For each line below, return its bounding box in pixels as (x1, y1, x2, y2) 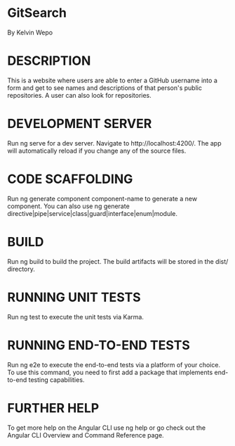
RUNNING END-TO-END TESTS (7, 337, 191, 353)
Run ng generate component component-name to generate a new (7, 194, 198, 203)
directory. (7, 265, 35, 273)
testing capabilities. (28, 375, 85, 384)
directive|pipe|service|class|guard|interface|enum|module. (7, 209, 177, 217)
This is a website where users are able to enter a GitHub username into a (7, 76, 217, 84)
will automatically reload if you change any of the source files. (7, 146, 187, 155)
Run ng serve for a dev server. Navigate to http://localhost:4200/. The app (7, 139, 222, 147)
